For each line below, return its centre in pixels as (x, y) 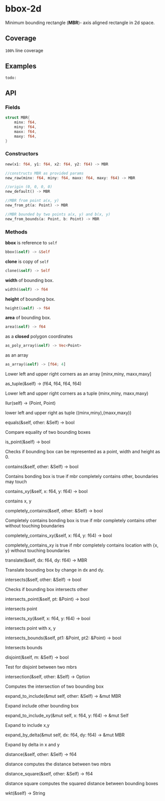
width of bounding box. (29, 280)
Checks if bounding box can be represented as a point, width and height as (83, 452)
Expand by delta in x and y (32, 745)
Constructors (22, 154)
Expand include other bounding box (42, 706)
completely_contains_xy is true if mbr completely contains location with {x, (82, 545)
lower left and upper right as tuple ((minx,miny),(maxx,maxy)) (68, 413)
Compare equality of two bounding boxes (48, 432)
